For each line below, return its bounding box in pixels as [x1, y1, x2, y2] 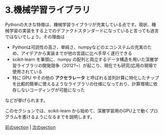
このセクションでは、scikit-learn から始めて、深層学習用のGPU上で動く [5, 108, 149, 113]
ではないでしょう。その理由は [5, 34, 65, 40]
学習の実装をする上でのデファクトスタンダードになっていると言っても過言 [9, 27, 159, 33]
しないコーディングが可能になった [16, 87, 85, 93]
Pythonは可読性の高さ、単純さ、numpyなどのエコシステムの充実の [12, 44, 148, 50]
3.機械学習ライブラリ [5, 4, 91, 16]
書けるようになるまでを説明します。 [22, 113, 95, 120]
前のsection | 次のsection [5, 124, 56, 130]
